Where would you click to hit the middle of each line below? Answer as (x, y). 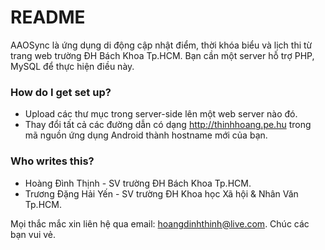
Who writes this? (52, 161)
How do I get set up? (61, 92)
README (48, 17)
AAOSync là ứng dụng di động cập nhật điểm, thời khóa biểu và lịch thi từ (161, 45)
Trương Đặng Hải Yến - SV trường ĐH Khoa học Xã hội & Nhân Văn (161, 193)
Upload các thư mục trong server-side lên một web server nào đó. (161, 114)
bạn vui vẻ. (33, 234)
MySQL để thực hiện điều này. (72, 66)
